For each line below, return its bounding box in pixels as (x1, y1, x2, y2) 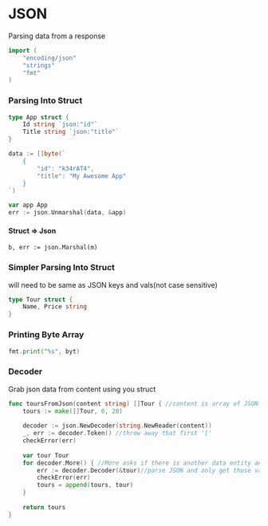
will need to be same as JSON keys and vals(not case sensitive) (8, 280, 218, 289)
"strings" (22, 61, 56, 69)
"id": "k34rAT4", (37, 164, 94, 172)
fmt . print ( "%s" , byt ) (8, 347, 81, 355)
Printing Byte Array (8, 329, 85, 340)
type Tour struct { (8, 296, 73, 304)
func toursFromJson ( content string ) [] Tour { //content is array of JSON (8, 399, 259, 407)
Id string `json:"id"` (22, 120, 98, 128)
